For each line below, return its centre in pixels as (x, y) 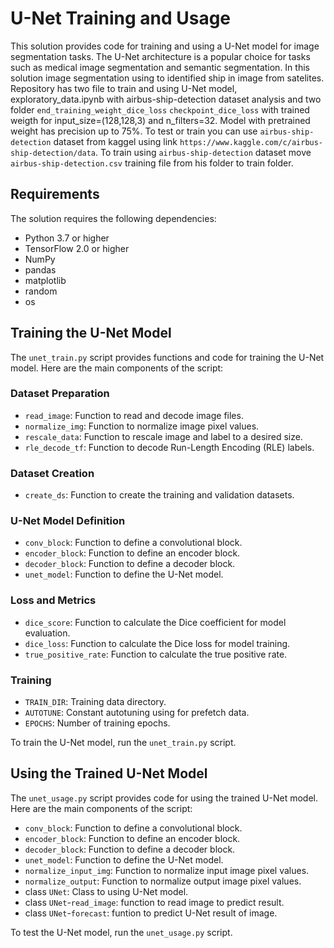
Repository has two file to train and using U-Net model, (124, 88)
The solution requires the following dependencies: (113, 218)
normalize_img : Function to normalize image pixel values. (142, 426)
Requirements (55, 194)
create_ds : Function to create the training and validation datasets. (159, 495)
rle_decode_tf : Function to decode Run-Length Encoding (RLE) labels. (169, 447)
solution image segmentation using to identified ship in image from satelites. (167, 78)
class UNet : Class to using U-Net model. (106, 891)
